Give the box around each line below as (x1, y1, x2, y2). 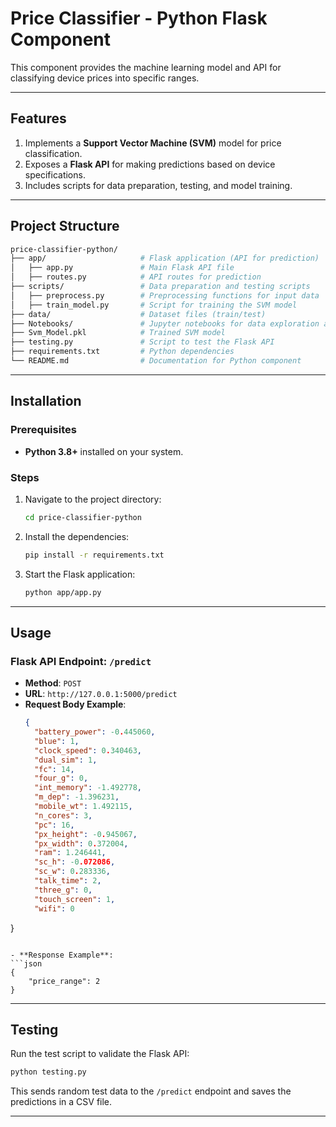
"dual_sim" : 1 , (34, 755, 98, 765)
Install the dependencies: (24, 530, 130, 542)
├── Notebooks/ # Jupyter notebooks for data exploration (10, 318, 320, 329)
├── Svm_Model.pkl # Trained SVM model (10, 328, 226, 338)
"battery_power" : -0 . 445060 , (34, 727, 156, 737)
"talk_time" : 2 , (34, 876, 102, 886)
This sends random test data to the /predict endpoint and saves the (10, 1085, 292, 1097)
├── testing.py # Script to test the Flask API (10, 337, 275, 347)
